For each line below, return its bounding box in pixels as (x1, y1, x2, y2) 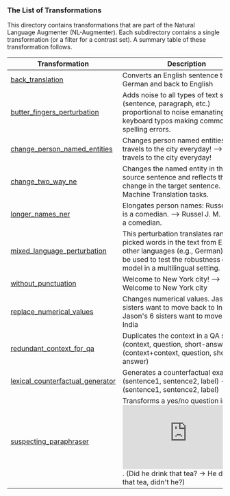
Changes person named (122, 136, 200, 145)
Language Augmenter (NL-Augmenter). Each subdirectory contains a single (7, 28, 220, 36)
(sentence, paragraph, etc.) (122, 99, 211, 108)
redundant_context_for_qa (10, 344, 94, 354)
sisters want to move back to (122, 303, 215, 312)
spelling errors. (122, 125, 171, 134)
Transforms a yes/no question (122, 396, 219, 406)
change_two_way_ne (10, 177, 77, 186)
